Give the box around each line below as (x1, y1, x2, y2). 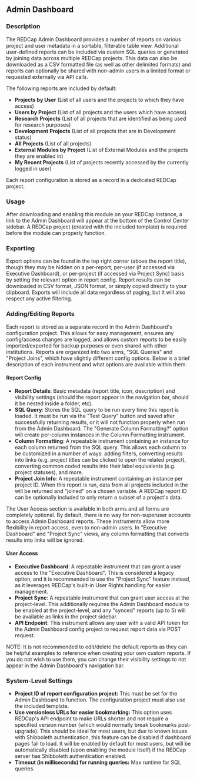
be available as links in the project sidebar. (14, 613, 118, 620)
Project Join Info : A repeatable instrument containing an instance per (14, 475, 183, 482)
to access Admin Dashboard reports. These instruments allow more (6, 518, 169, 525)
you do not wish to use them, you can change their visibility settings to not (6, 655, 186, 663)
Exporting (6, 244, 35, 252)
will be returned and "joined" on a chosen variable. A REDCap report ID (14, 487, 187, 494)
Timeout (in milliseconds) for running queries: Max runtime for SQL (14, 759, 181, 766)
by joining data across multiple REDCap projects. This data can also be (6, 54, 178, 61)
